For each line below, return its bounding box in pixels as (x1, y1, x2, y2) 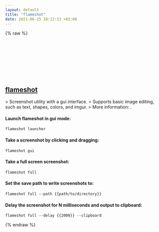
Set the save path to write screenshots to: (5, 180, 94, 186)
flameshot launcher (5, 126, 46, 131)
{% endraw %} (5, 222, 36, 228)
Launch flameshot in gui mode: (5, 115, 71, 121)
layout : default (5, 7, 39, 12)
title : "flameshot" (5, 12, 46, 17)
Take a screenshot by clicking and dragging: (5, 137, 99, 143)
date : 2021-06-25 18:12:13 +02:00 (5, 16, 77, 21)
